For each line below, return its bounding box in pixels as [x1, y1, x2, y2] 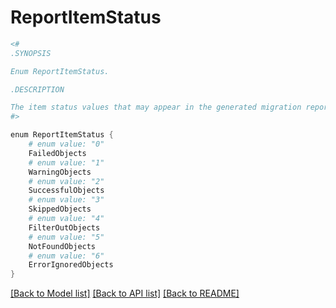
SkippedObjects [28, 204, 92, 215]
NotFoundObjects [28, 241, 97, 251]
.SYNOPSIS [10, 48, 52, 58]
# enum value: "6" [28, 251, 105, 261]
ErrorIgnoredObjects [28, 260, 114, 270]
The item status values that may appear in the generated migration [10, 102, 302, 113]
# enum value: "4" [28, 214, 105, 224]
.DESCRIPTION [10, 84, 65, 95]
